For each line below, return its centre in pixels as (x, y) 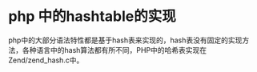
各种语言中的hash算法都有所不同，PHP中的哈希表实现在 (114, 50)
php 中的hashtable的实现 (92, 16)
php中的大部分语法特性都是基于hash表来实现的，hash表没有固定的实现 (125, 40)
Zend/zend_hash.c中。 (46, 60)
